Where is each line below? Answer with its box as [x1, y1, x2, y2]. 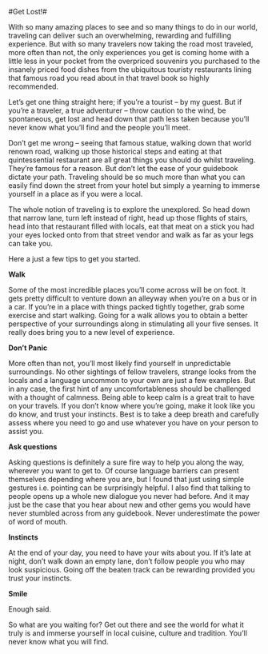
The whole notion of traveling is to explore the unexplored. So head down [8, 205, 250, 214]
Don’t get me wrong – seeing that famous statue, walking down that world [8, 138, 252, 147]
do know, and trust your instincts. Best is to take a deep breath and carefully [8, 409, 260, 419]
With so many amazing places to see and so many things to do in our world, [8, 22, 258, 31]
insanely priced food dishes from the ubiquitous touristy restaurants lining [8, 65, 252, 74]
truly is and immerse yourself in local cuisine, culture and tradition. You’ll [8, 628, 248, 638]
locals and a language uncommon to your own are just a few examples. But [8, 376, 256, 385]
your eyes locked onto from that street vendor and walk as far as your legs [8, 230, 254, 239]
